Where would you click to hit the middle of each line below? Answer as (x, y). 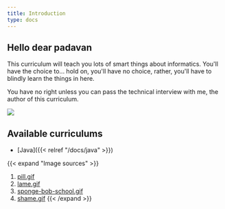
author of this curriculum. (43, 99)
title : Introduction (37, 13)
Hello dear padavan (50, 48)
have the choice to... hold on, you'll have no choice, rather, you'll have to (109, 71)
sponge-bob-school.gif (50, 191)
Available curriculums (55, 133)
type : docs (23, 20)
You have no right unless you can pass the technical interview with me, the (113, 92)
